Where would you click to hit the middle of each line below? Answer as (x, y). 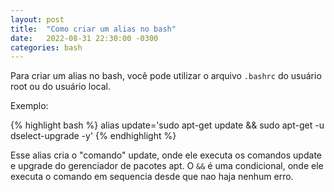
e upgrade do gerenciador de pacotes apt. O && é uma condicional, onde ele (167, 166)
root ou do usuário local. (61, 87)
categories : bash (46, 47)
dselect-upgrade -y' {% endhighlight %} (93, 136)
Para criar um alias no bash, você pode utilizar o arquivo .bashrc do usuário (166, 76)
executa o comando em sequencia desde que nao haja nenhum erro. (152, 177)
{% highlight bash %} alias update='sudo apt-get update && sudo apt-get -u (167, 125)
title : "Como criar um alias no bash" (93, 29)
